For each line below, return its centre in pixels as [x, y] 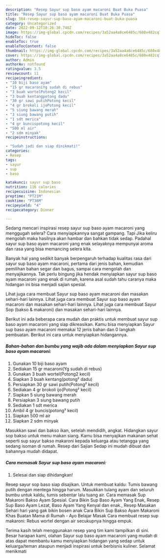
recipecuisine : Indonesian [33, 192]
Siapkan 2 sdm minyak [35, 421]
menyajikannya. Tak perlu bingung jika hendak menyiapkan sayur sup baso [81, 274]
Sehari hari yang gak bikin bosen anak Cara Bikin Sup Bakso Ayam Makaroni [82, 510]
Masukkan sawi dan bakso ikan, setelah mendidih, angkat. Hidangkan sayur [82, 430]
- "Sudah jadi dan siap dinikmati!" [43, 146]
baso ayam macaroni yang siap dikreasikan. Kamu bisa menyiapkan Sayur [80, 324]
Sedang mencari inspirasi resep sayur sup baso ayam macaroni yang [75, 228]
